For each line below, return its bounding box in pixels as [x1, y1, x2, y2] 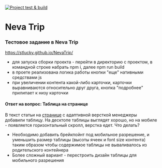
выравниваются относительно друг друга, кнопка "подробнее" [12, 85, 144, 91]
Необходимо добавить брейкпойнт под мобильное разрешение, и [12, 131, 150, 137]
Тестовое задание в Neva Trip [5, 39, 79, 46]
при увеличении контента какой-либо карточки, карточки [12, 80, 132, 86]
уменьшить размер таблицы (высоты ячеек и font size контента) [12, 137, 146, 142]
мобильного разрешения [12, 157, 64, 163]
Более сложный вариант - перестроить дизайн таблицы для [12, 152, 137, 158]
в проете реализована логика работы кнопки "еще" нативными [12, 69, 144, 75]
